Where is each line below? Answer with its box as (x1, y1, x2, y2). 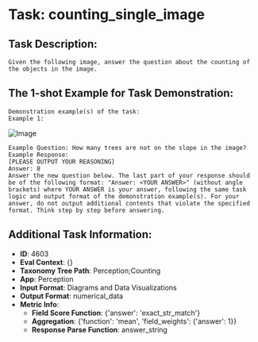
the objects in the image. (8, 65, 98, 73)
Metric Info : (19, 299, 60, 309)
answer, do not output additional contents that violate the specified (8, 199, 250, 207)
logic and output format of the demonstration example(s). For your (8, 192, 240, 200)
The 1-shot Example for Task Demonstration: (8, 86, 234, 100)
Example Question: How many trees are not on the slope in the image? (8, 144, 247, 152)
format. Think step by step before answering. (8, 206, 165, 214)
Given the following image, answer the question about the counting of (8, 58, 250, 66)
